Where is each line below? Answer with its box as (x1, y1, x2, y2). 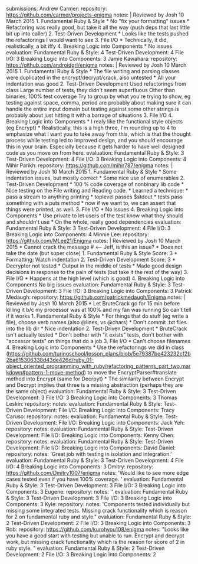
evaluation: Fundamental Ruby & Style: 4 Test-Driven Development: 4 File (6, 49, 184, 56)
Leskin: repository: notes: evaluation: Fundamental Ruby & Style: (6, 400, 163, 407)
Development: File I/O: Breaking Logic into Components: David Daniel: (6, 444, 176, 451)
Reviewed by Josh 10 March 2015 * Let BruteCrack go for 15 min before (6, 300, 180, 307)
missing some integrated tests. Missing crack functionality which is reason (6, 507, 187, 514)
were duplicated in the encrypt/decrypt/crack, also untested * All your (6, 74, 176, 81)
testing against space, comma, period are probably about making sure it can (6, 99, 192, 106)
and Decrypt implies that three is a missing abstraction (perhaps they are (6, 382, 183, 389)
